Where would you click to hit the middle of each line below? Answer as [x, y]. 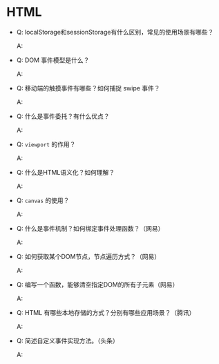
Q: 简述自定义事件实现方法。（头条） [67, 341]
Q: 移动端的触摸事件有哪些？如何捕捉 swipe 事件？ [88, 88]
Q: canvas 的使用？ [43, 200]
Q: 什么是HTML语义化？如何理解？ [66, 172]
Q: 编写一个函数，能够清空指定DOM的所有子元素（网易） [97, 285]
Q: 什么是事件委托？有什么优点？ [63, 116]
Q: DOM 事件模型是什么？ [53, 60]
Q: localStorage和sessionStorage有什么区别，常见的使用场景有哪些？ [115, 32]
